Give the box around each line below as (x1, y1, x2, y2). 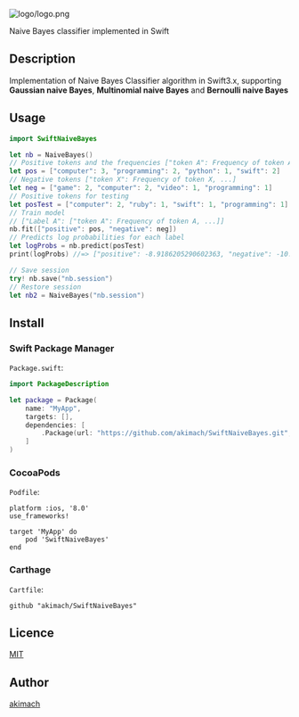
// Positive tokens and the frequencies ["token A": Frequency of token (9, 159, 285, 168)
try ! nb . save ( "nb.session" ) (9, 274, 114, 283)
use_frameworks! (9, 512, 69, 521)
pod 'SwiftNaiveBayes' (25, 535, 109, 544)
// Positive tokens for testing (9, 192, 129, 201)
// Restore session (9, 282, 82, 292)
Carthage (9, 564, 52, 576)
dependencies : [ (25, 420, 86, 430)
